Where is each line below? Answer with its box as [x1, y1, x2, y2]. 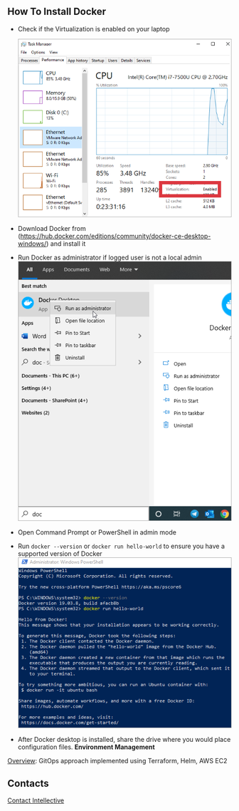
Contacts [7, 777, 50, 790]
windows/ [17, 239, 47, 248]
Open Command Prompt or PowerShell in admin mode [17, 528, 176, 537]
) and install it [46, 239, 86, 248]
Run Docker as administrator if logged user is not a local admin [17, 253, 202, 262]
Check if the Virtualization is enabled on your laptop [17, 24, 170, 33]
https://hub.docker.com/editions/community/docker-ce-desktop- [20, 232, 211, 240]
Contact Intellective [7, 796, 65, 805]
